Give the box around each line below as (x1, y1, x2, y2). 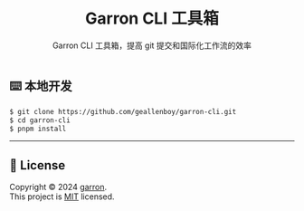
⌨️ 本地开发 (9, 79, 72, 94)
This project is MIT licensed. (9, 191, 115, 202)
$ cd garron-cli (9, 115, 71, 125)
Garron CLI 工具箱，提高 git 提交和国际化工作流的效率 (52, 40, 252, 51)
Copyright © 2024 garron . (9, 182, 108, 193)
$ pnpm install (9, 124, 67, 133)
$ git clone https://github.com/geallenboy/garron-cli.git (9, 107, 237, 116)
